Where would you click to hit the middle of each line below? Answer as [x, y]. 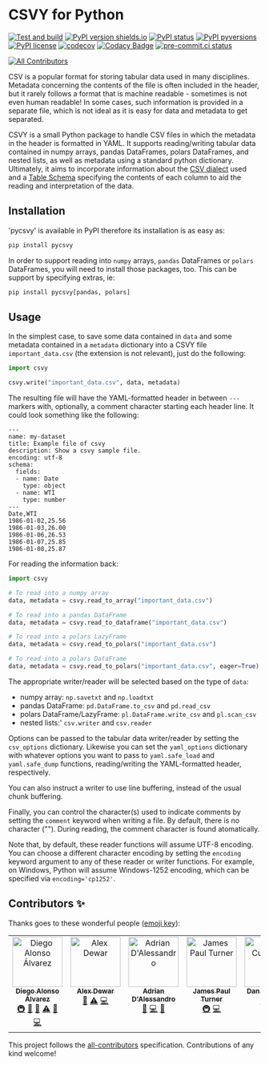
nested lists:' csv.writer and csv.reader [86, 723]
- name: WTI [36, 493]
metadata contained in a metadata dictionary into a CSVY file [108, 345]
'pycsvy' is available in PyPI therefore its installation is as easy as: [117, 230]
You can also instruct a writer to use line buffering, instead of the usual [125, 788]
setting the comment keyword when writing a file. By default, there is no [124, 820]
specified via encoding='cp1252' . [62, 878]
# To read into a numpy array [59, 593]
